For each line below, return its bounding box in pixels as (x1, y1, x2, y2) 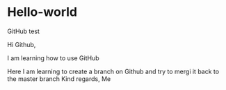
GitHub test (7, 27, 40, 35)
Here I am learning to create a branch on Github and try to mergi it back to (7, 67, 220, 75)
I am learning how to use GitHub (7, 53, 99, 62)
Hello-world (7, 4, 78, 20)
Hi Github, (7, 40, 36, 48)
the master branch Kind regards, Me (7, 74, 111, 83)
